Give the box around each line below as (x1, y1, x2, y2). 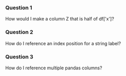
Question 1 (5, 4, 32, 11)
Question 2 (5, 29, 33, 36)
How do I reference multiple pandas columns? (5, 65, 102, 71)
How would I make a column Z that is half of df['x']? (5, 16, 114, 22)
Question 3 (5, 53, 33, 60)
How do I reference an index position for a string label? (5, 40, 121, 46)
